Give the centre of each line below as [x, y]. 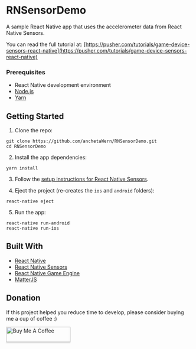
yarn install [22, 168]
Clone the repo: [34, 131]
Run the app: [30, 213]
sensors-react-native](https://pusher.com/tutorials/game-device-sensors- [97, 50]
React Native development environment [63, 85]
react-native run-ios [33, 229]
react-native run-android [38, 223]
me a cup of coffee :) [32, 318]
